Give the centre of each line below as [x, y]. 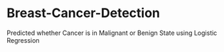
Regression [23, 40]
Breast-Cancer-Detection [84, 13]
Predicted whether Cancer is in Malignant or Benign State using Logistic [112, 33]
